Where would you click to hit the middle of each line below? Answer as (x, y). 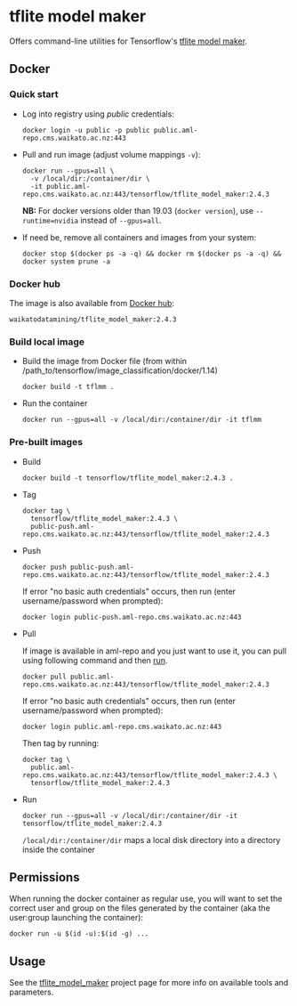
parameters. (32, 992)
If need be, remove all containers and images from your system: (139, 237)
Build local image (47, 342)
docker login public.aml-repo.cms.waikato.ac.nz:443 (122, 726)
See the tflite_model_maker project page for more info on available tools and (149, 983)
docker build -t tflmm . (68, 387)
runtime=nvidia (50, 221)
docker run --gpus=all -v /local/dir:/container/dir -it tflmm (142, 420)
